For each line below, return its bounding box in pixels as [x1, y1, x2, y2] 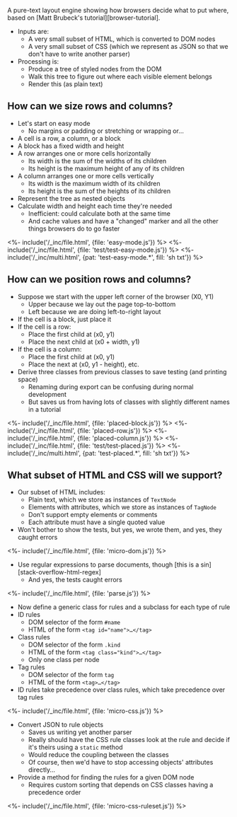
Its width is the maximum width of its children [28, 179, 161, 187]
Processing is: [17, 57, 59, 66]
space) [17, 375, 38, 383]
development [28, 390, 67, 398]
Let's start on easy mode [17, 119, 91, 127]
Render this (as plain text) [28, 80, 103, 88]
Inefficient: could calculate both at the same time [28, 209, 171, 218]
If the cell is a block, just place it [17, 315, 112, 323]
